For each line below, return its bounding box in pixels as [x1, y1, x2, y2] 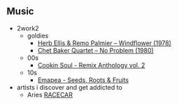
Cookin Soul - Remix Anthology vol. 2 [37, 60, 145, 69]
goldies [27, 31, 49, 40]
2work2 [16, 24, 39, 32]
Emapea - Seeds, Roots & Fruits [37, 76, 129, 84]
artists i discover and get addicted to [16, 83, 123, 91]
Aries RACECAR [27, 90, 73, 99]
